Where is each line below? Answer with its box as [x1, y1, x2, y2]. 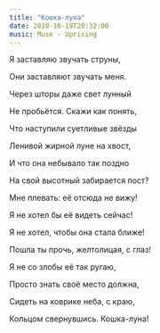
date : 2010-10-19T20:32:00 [9, 21, 109, 30]
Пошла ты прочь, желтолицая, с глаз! [9, 245, 151, 255]
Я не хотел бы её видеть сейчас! [9, 210, 133, 221]
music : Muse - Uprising [9, 29, 98, 38]
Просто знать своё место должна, [9, 279, 140, 290]
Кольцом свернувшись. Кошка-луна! [9, 313, 149, 324]
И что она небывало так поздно [9, 158, 130, 169]
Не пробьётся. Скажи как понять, [9, 106, 138, 117]
